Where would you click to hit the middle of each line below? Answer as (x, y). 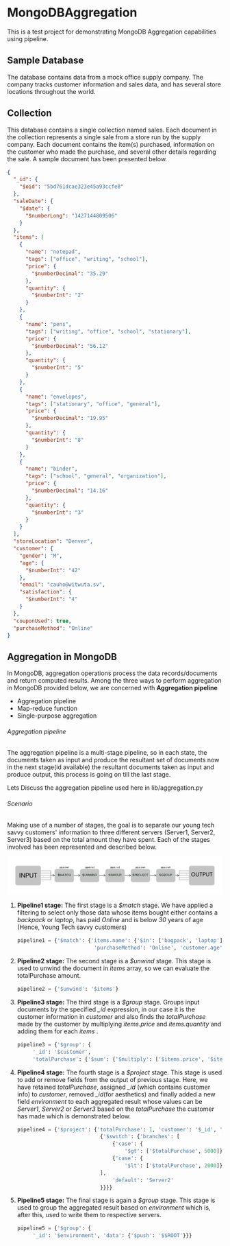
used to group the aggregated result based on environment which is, (114, 1208)
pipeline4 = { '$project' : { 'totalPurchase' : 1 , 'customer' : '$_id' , (117, 1129)
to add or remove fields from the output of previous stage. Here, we (112, 1079)
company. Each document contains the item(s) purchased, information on (111, 144)
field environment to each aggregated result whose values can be (110, 1101)
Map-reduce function (47, 709)
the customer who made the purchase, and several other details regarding (112, 152)
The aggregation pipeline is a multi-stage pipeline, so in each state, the (107, 753)
